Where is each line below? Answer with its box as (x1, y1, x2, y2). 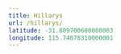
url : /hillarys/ (8, 19, 63, 27)
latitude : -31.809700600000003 (8, 26, 114, 34)
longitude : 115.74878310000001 (8, 33, 114, 42)
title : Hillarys (8, 11, 63, 20)
